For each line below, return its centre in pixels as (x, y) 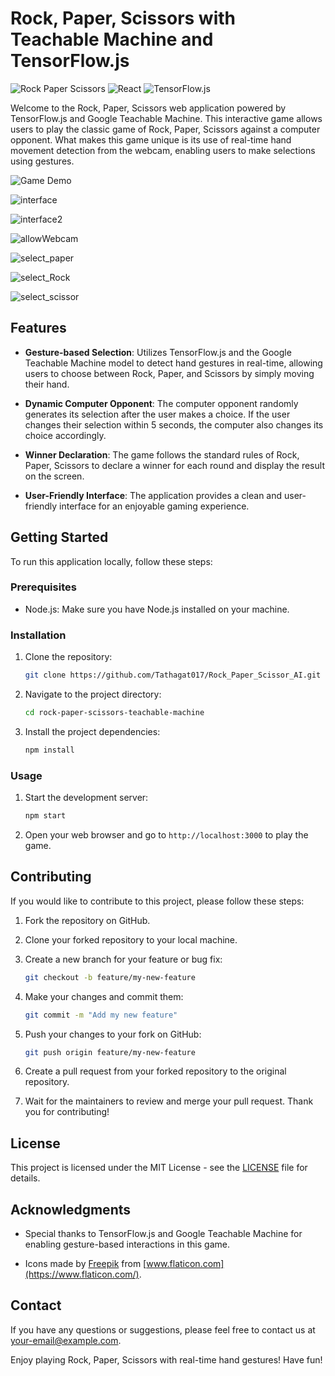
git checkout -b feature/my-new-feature (110, 977)
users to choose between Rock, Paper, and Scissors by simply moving (169, 373)
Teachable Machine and (112, 39)
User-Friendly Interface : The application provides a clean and (153, 495)
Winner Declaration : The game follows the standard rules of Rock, (162, 454)
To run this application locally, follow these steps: (111, 561)
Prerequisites (43, 587)
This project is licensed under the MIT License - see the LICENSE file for (159, 1168)
